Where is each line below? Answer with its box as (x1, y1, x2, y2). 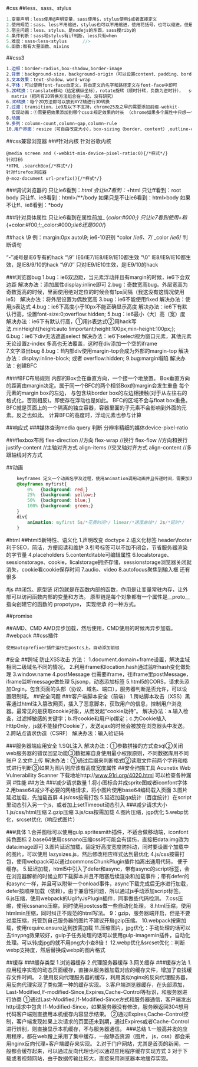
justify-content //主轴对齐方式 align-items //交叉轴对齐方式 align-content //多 (6, 444, 192, 451)
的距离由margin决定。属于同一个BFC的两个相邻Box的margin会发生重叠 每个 (6, 382, 190, 389)
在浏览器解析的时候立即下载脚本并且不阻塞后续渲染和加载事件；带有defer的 (6, 872, 190, 879)
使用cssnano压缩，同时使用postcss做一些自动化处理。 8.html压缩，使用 (16, 902, 192, 909)
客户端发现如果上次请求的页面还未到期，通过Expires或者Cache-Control (16, 1017, 189, 1025)
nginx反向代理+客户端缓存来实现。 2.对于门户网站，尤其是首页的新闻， (11, 1040, 184, 1047)
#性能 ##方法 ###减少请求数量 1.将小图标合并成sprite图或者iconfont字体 (12, 779, 188, 786)
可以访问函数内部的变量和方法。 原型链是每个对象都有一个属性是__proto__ (11, 593, 190, 600)
